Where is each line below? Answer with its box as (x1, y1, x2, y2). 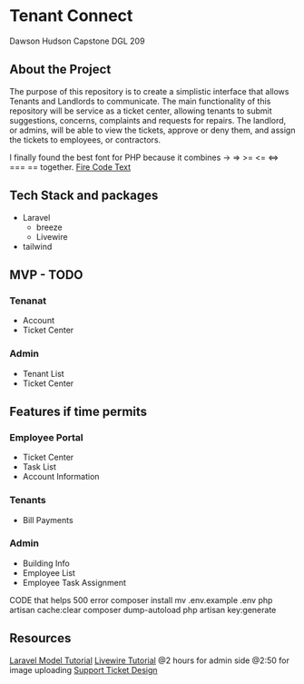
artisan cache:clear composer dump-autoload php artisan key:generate (9, 604, 277, 615)
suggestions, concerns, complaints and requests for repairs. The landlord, (9, 114, 287, 125)
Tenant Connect (9, 5, 133, 26)
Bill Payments (22, 514, 74, 525)
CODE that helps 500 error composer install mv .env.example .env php (9, 594, 273, 605)
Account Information (22, 471, 100, 482)
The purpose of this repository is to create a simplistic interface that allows (9, 85, 289, 96)
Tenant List (22, 368, 65, 379)
